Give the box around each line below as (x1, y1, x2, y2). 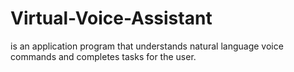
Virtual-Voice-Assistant (10, 7, 213, 30)
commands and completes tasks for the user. (10, 50, 197, 62)
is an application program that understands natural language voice (10, 40, 284, 52)
